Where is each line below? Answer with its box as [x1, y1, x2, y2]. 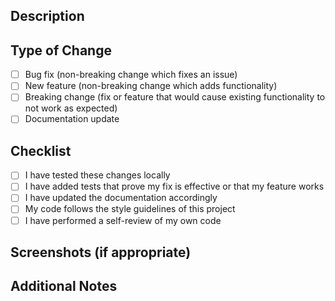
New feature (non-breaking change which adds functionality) [24, 80, 278, 92]
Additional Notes [10, 278, 118, 295]
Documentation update [24, 113, 120, 125]
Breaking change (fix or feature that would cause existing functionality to [24, 91, 326, 103]
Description [10, 8, 85, 25]
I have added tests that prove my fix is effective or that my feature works [24, 180, 325, 193]
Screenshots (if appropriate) [10, 244, 192, 261]
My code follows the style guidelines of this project [24, 203, 236, 215]
